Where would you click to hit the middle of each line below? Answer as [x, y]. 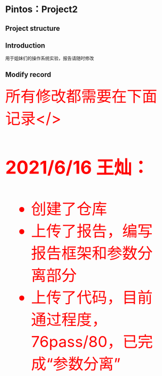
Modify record [28, 75]
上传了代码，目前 [92, 297]
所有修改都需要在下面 [82, 96]
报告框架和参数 [84, 253]
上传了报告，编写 [92, 231]
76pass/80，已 [85, 341]
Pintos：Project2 [42, 9]
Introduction [25, 45]
